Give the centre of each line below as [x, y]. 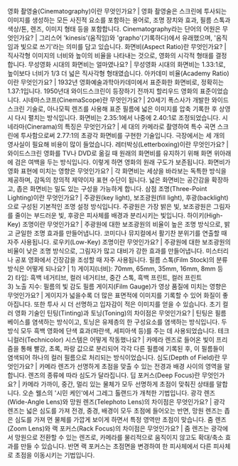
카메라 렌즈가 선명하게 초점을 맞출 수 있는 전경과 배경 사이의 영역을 [131, 366]
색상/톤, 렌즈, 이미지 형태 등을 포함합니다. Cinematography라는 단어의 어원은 [114, 29]
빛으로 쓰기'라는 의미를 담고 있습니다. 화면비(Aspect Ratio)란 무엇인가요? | [123, 47]
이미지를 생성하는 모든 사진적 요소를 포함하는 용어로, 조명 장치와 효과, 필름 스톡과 [119, 20]
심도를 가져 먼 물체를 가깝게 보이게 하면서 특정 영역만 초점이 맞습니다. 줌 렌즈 [121, 419]
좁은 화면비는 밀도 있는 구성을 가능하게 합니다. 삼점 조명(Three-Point [112, 189]
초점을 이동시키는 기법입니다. [55, 455]
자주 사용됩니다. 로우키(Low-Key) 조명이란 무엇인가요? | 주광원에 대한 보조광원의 [119, 242]
